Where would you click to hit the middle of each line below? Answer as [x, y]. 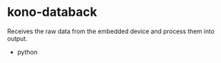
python [27, 52]
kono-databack [52, 12]
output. [17, 38]
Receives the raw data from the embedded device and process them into [111, 31]
